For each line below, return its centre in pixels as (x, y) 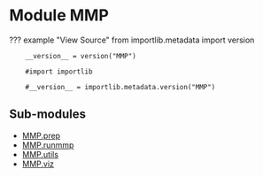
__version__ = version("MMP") (81, 56)
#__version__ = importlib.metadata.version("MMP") (120, 87)
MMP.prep (41, 135)
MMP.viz (38, 164)
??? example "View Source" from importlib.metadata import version (132, 40)
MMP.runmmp (48, 145)
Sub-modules (48, 115)
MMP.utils (40, 154)
